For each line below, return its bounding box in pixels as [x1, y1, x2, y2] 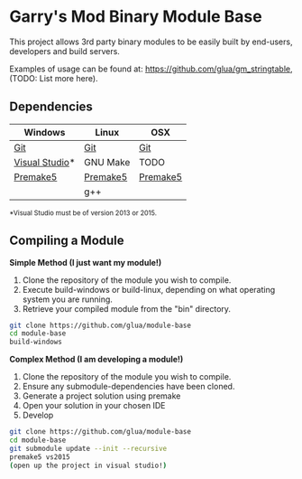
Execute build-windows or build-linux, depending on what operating [22, 284, 276, 295]
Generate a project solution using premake [22, 390, 181, 401]
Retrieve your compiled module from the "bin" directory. [22, 303, 232, 314]
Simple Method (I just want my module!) [9, 257, 162, 268]
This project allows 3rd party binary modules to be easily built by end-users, [9, 36, 293, 47]
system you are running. [22, 294, 113, 305]
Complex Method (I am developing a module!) [9, 354, 184, 365]
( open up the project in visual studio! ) [9, 461, 168, 470]
